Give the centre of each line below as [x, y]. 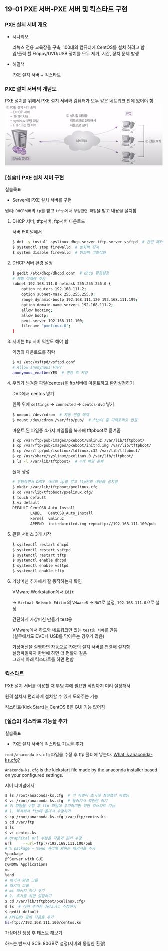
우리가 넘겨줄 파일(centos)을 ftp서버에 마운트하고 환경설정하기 [73, 383]
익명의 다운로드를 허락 [34, 352]
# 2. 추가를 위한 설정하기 [28, 896]
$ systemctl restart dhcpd [40, 544]
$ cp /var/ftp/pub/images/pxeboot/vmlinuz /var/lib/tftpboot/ [78, 440]
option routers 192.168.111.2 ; [54, 289]
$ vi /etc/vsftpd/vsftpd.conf [44, 362]
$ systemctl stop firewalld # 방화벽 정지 [56, 247]
